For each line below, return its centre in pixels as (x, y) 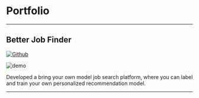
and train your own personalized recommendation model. (76, 83)
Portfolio (28, 11)
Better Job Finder (39, 40)
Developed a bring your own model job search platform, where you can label (99, 77)
